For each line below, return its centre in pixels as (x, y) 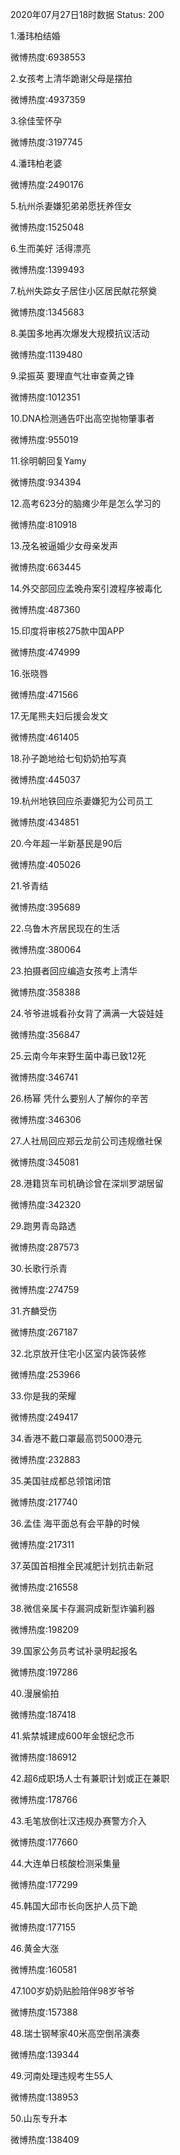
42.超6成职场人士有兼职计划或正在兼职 (90, 1778)
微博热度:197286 (44, 1672)
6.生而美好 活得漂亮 (51, 248)
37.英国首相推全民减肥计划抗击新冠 (82, 1566)
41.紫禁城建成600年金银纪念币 (72, 1736)
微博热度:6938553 (48, 57)
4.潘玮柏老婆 (36, 163)
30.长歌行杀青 (39, 1268)
